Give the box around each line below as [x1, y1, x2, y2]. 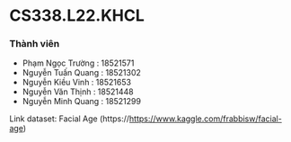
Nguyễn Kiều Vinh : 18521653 [22, 77, 132, 88]
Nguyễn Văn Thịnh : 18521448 [22, 86, 134, 97]
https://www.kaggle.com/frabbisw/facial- [128, 113, 283, 124]
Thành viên [9, 38, 60, 50]
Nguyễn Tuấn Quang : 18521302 [22, 67, 142, 78]
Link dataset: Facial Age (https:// [9, 113, 130, 124]
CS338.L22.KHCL [9, 5, 145, 26]
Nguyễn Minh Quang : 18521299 [22, 96, 142, 107]
